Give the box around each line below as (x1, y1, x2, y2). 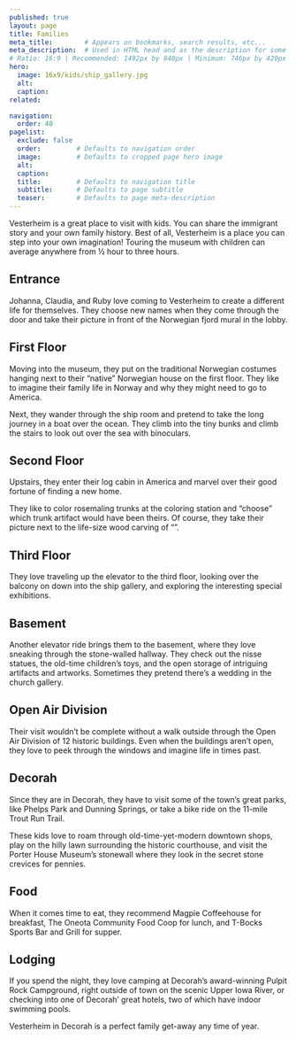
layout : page (9, 21, 57, 30)
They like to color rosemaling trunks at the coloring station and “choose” (9, 503, 272, 514)
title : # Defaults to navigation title (17, 177, 196, 186)
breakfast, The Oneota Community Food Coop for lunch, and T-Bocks (9, 917, 263, 927)
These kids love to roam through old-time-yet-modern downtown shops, (9, 830, 273, 841)
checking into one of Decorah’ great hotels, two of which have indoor (9, 994, 262, 1005)
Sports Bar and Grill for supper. (9, 927, 122, 937)
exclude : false (17, 136, 73, 145)
